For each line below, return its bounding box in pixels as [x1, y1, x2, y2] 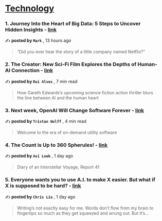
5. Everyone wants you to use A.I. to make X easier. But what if [5, 176, 156, 183]
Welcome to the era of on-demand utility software [17, 130, 117, 136]
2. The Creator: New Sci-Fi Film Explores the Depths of [5, 61, 137, 68]
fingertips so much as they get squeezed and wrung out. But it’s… [17, 210, 149, 216]
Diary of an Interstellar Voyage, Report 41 [17, 164, 100, 170]
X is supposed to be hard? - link [5, 183, 81, 189]
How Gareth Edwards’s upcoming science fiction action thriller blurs [17, 89, 153, 95]
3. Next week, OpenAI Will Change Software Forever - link [5, 107, 144, 114]
